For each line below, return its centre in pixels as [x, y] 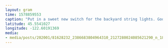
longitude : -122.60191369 [32, 28]
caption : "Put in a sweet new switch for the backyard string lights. [80, 19]
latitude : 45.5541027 [28, 24]
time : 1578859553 [23, 14]
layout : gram [19, 10]
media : [12, 33]
